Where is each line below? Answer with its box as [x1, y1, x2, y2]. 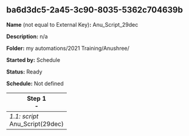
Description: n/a [6, 33, 48, 40]
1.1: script [9, 112, 39, 120]
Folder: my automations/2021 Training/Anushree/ [6, 44, 129, 52]
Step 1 [27, 94, 47, 103]
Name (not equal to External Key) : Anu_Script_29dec [6, 21, 139, 28]
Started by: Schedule [6, 56, 61, 63]
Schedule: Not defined [6, 80, 64, 87]
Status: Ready [6, 68, 43, 75]
